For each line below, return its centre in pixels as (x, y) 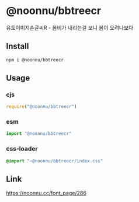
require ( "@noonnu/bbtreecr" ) (41, 107)
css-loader (22, 149)
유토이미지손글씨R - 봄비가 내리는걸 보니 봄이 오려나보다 (70, 27)
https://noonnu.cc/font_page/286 (46, 193)
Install (18, 46)
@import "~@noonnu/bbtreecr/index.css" (55, 161)
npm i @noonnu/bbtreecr (35, 60)
